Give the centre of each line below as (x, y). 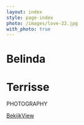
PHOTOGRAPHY (27, 104)
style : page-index (30, 18)
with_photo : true (29, 29)
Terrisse (28, 87)
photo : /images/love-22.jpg (42, 23)
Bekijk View (20, 116)
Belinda (26, 59)
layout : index (25, 12)
